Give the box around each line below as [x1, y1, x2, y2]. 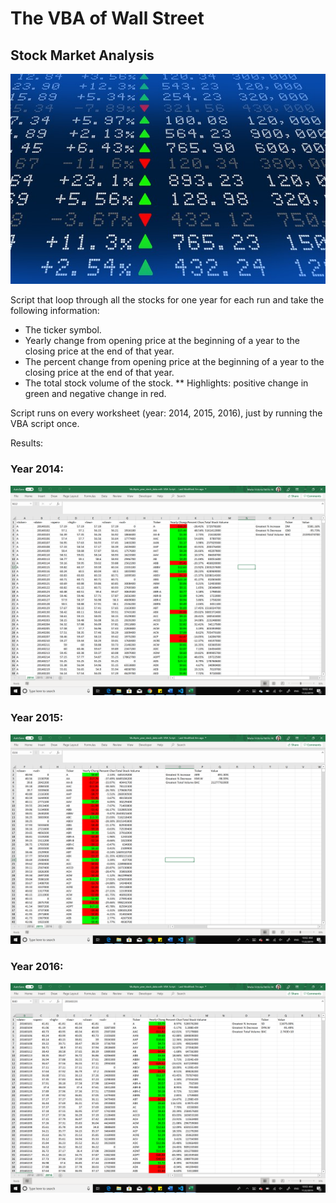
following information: [10, 305, 100, 317]
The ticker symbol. [24, 324, 102, 336]
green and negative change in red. [24, 388, 167, 400]
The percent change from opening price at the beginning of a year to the [24, 356, 325, 368]
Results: [10, 437, 44, 449]
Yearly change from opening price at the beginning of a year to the [24, 335, 300, 347]
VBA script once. [10, 418, 80, 430]
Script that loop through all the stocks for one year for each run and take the [10, 294, 325, 306]
